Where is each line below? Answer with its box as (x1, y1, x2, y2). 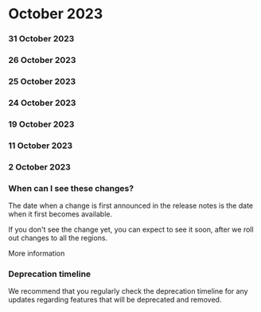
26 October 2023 (8, 55, 76, 66)
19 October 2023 (8, 119, 75, 130)
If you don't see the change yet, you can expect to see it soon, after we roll (8, 224, 254, 234)
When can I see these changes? (8, 182, 134, 193)
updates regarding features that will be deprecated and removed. (8, 295, 222, 305)
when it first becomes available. (8, 209, 113, 219)
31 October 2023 (8, 33, 75, 45)
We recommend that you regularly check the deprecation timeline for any (8, 287, 248, 296)
